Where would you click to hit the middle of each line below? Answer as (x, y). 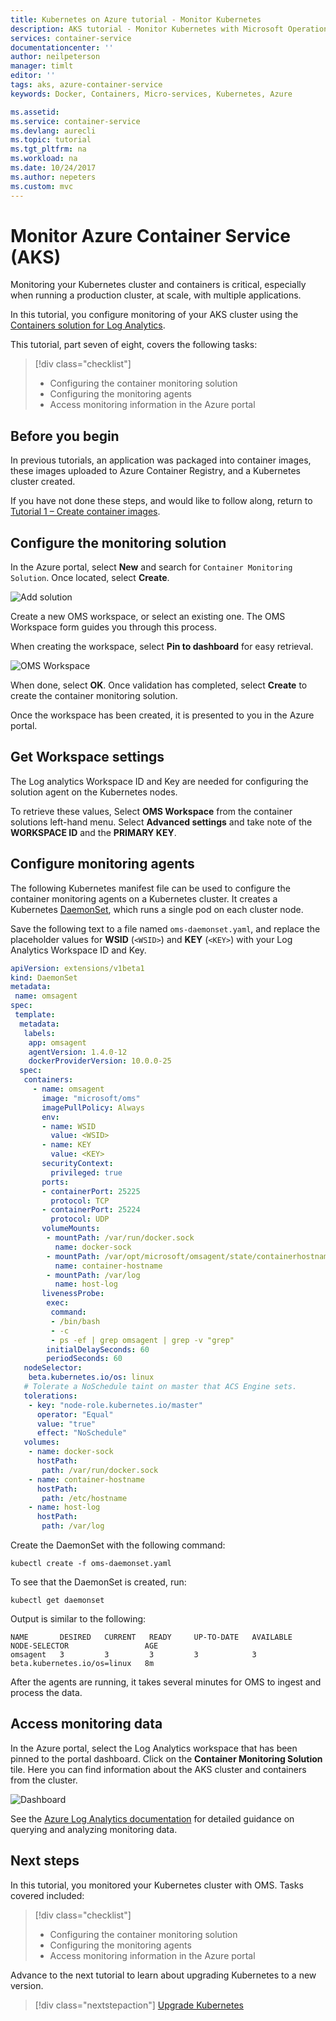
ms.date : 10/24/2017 (53, 168)
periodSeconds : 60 (84, 1359)
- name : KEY (66, 1145)
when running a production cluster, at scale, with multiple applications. (156, 295)
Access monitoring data (86, 1724)
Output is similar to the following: (78, 1619)
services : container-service (71, 38)
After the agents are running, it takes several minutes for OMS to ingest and (166, 1682)
